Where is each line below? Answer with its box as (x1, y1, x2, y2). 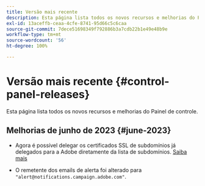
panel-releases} (6, 88, 90, 101)
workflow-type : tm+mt (6, 32, 62, 38)
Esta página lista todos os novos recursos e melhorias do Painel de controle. (6, 107, 198, 115)
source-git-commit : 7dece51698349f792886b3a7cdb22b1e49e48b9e (6, 26, 168, 32)
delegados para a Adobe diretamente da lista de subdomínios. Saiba (15, 148, 187, 156)
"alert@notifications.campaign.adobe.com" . (15, 173, 127, 180)
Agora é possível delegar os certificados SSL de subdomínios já (15, 141, 176, 149)
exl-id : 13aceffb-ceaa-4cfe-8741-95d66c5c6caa (6, 20, 127, 26)
